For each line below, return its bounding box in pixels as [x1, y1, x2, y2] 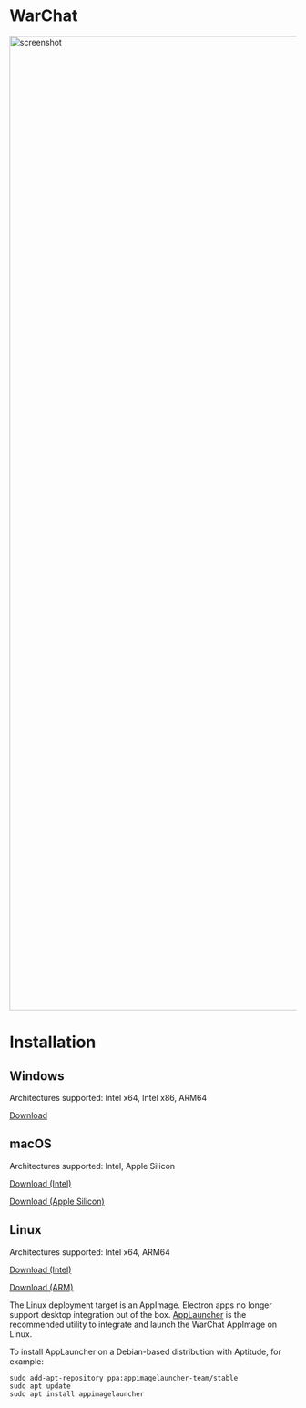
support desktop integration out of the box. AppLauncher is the [9, 1309, 247, 1320]
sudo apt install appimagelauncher [9, 1389, 145, 1399]
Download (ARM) [9, 1281, 74, 1292]
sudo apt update [9, 1382, 71, 1391]
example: [9, 1355, 44, 1367]
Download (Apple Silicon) [9, 1196, 105, 1207]
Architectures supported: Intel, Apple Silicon [9, 1160, 176, 1171]
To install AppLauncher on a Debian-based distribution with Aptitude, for [9, 1346, 282, 1357]
